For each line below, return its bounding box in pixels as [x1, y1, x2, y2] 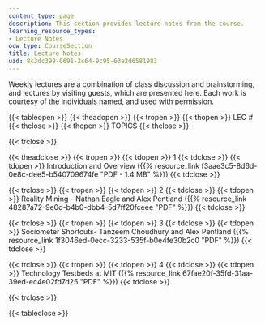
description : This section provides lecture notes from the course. [8, 19, 245, 28]
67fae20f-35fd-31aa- [182, 268, 254, 278]
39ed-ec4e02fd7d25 [8, 276, 79, 286]
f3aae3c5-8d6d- [201, 160, 258, 170]
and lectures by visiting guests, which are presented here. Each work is [8, 88, 247, 97]
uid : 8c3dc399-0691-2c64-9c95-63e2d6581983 [8, 58, 158, 66]
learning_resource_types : [8, 27, 96, 35]
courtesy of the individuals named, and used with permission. [8, 96, 215, 106]
